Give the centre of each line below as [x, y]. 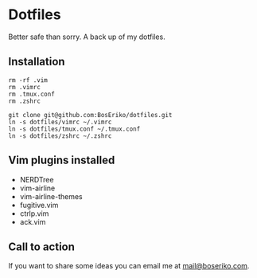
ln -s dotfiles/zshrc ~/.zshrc [60, 136]
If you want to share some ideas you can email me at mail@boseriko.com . [129, 266]
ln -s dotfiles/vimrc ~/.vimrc [60, 122]
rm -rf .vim [28, 80]
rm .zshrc [25, 101]
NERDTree [37, 179]
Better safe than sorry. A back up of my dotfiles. [87, 37]
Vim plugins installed [62, 161]
